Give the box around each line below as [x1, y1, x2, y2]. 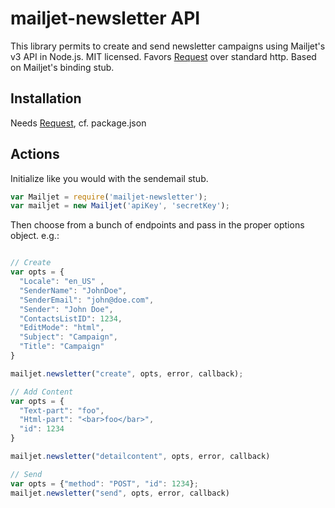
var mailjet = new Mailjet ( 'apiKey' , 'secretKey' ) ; [10, 201, 230, 211]
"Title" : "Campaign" [19, 342, 105, 352]
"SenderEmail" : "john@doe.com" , [19, 295, 155, 305]
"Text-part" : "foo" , [19, 405, 105, 416]
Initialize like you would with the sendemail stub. [10, 172, 209, 184]
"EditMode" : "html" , [19, 323, 105, 333]
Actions [10, 146, 60, 163]
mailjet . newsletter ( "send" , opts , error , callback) [10, 488, 230, 498]
